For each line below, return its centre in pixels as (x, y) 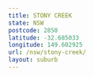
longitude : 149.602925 (45, 45)
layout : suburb (33, 60)
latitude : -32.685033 (44, 38)
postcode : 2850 (33, 30)
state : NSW (26, 23)
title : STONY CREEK (40, 15)
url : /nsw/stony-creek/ (47, 52)
